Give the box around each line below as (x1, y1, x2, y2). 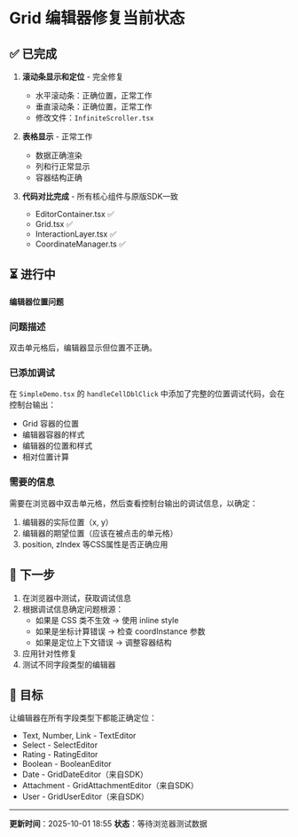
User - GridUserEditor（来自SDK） (21, 791, 149, 802)
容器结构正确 (35, 172, 82, 183)
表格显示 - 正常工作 (21, 131, 93, 142)
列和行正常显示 (35, 161, 90, 171)
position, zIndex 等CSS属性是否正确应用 (21, 538, 169, 550)
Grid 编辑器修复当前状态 (9, 8, 185, 28)
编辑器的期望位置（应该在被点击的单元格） (21, 528, 178, 538)
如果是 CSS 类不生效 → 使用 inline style (35, 614, 179, 625)
